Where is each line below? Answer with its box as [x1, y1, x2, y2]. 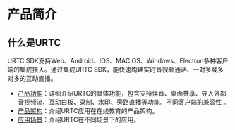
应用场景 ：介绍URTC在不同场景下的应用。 [17, 115, 140, 124]
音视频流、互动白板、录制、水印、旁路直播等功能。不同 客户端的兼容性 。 [17, 98, 230, 106]
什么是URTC [7, 37, 61, 48]
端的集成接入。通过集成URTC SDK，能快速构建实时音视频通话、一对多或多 [7, 65, 224, 74]
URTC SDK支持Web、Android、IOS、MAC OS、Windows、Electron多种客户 [7, 57, 229, 65]
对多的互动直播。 [7, 74, 57, 82]
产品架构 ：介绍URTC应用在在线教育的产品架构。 [17, 107, 159, 115]
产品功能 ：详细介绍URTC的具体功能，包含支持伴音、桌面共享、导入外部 [17, 89, 227, 97]
